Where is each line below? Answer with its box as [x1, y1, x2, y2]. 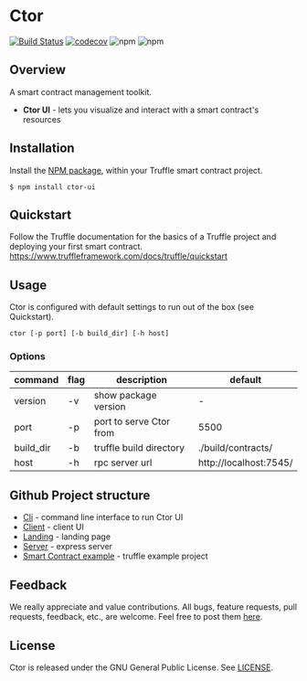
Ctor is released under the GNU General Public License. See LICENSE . [9, 662, 274, 673]
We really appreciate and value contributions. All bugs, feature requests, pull [9, 601, 298, 612]
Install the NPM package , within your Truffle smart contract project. [9, 165, 263, 176]
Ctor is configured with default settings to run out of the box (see [9, 302, 254, 313]
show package [93, 389, 157, 402]
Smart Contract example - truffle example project [22, 550, 208, 562]
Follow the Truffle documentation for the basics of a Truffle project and [9, 231, 277, 242]
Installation [9, 141, 75, 156]
